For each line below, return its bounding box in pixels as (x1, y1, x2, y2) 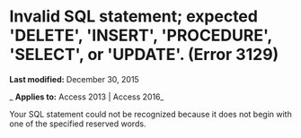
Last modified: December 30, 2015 (9, 73, 139, 84)
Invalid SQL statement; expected (9, 6, 259, 27)
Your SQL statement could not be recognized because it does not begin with (9, 108, 292, 119)
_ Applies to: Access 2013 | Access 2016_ (9, 91, 164, 102)
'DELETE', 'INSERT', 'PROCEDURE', (9, 25, 272, 46)
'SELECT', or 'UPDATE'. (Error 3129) (9, 45, 279, 65)
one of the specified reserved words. (9, 118, 146, 129)
